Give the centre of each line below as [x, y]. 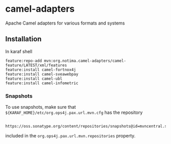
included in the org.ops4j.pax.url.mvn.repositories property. [70, 136]
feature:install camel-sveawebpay [42, 74]
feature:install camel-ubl [34, 79]
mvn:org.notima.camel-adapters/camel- [85, 61]
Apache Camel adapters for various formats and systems [65, 23]
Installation [23, 39]
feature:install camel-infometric [42, 83]
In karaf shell [19, 51]
